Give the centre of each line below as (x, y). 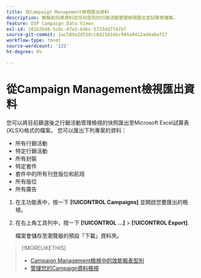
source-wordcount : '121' (38, 46)
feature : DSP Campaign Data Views (50, 23)
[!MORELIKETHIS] (44, 247)
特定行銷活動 (31, 151)
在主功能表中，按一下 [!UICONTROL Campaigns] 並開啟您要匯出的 (99, 202)
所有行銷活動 (31, 143)
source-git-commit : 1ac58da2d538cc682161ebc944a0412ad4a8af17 (87, 35)
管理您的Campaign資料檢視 (65, 268)
